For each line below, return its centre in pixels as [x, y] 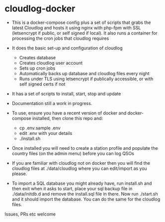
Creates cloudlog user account [51, 63]
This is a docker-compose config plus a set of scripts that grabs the [81, 22]
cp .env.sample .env [40, 128]
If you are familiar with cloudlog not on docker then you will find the [81, 163]
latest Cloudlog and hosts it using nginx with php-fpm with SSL [76, 27]
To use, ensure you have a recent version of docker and [69, 113]
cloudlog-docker [40, 9]
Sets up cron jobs [37, 68]
